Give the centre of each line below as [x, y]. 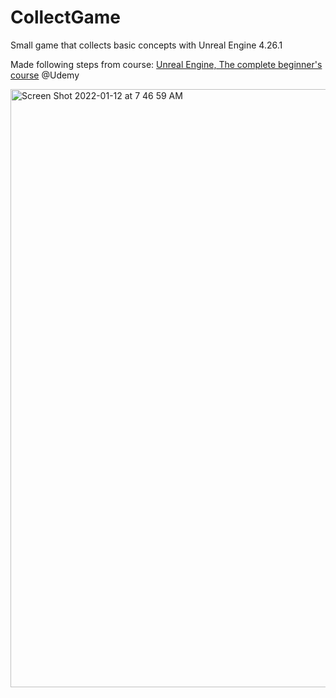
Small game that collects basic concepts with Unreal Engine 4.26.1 [146, 45]
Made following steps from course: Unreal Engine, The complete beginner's [166, 64]
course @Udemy [45, 75]
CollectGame [65, 17]
